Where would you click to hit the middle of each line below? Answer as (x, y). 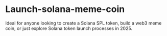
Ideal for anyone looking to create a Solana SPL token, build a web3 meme (83, 23)
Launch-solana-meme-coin (65, 9)
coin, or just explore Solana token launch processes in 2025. (69, 28)
